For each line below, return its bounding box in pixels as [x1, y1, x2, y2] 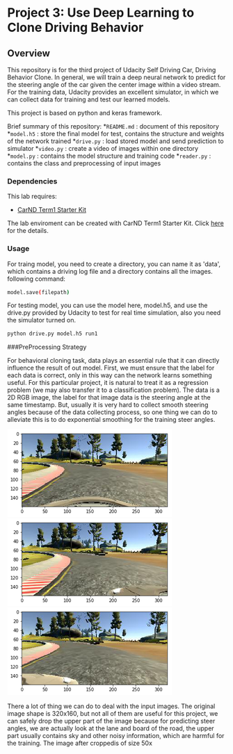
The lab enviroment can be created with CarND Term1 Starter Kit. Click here [7, 219, 224, 227]
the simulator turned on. [7, 316, 77, 325]
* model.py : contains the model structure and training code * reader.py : [7, 151, 211, 160]
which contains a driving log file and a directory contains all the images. [7, 267, 214, 275]
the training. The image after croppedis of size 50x [7, 739, 153, 748]
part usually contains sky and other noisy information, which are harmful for [7, 732, 225, 740]
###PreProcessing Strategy [7, 343, 87, 352]
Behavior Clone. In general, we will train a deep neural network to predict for [7, 73, 226, 81]
